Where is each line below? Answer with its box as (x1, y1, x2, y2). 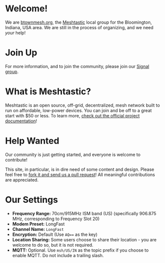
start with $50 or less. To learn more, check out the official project (5, 113, 140, 118)
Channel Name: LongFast (12, 226, 64, 232)
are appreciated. (5, 177, 39, 183)
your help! (5, 30, 26, 36)
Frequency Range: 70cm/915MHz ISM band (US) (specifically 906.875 (12, 210, 157, 216)
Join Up (5, 47, 38, 58)
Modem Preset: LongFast (12, 221, 65, 227)
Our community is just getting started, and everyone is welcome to (5, 151, 141, 157)
